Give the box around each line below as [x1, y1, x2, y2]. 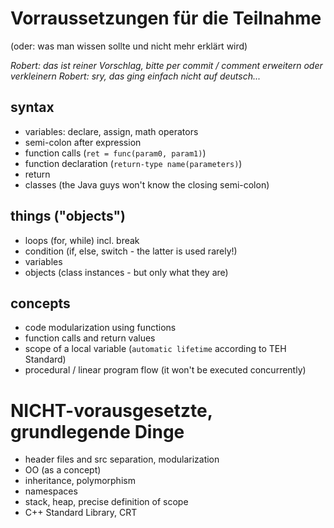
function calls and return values [24, 332, 156, 344]
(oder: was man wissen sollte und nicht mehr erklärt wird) [10, 40, 248, 52]
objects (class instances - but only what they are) [24, 266, 229, 278]
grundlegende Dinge [10, 420, 185, 443]
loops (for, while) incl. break [24, 234, 140, 246]
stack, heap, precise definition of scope [24, 496, 189, 508]
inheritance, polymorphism [24, 475, 136, 487]
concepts [10, 295, 71, 312]
